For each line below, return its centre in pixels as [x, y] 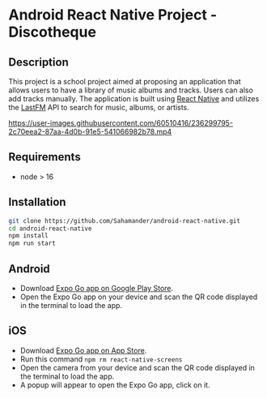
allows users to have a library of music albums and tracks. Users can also [131, 90]
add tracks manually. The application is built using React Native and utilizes [134, 98]
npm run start [32, 244]
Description [38, 62]
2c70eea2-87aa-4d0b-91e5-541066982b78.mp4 [90, 132]
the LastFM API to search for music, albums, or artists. [99, 107]
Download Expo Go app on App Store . [83, 350]
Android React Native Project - [113, 15]
